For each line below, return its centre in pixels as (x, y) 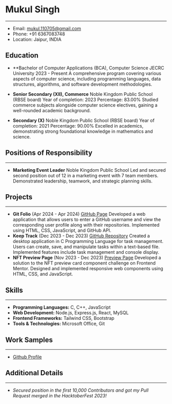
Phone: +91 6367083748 (39, 34)
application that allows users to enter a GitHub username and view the (87, 219)
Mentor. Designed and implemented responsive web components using (88, 269)
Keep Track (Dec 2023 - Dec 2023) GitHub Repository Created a (81, 236)
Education (22, 56)
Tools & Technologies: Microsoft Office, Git (59, 324)
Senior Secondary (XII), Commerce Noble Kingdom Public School (83, 94)
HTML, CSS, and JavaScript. (43, 274)
